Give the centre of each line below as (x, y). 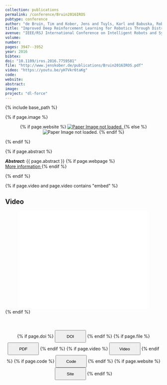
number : (13, 42)
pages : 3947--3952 (24, 47)
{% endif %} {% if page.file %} (118, 336)
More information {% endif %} (36, 167)
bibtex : (13, 56)
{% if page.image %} (27, 117)
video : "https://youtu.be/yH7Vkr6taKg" (46, 70)
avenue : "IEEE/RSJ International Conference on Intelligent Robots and (81, 33)
